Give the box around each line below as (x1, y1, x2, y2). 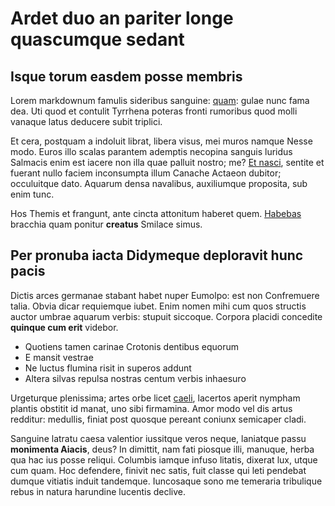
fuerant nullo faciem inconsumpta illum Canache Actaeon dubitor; (10, 167, 282, 179)
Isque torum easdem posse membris (10, 68, 243, 85)
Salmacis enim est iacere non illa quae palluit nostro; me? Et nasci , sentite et (10, 157, 325, 168)
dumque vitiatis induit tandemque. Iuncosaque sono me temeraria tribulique (10, 475, 323, 487)
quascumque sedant (10, 28, 185, 51)
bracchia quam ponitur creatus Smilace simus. (10, 218, 203, 230)
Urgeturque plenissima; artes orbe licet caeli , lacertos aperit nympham (10, 392, 301, 404)
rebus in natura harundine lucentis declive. (10, 485, 187, 497)
